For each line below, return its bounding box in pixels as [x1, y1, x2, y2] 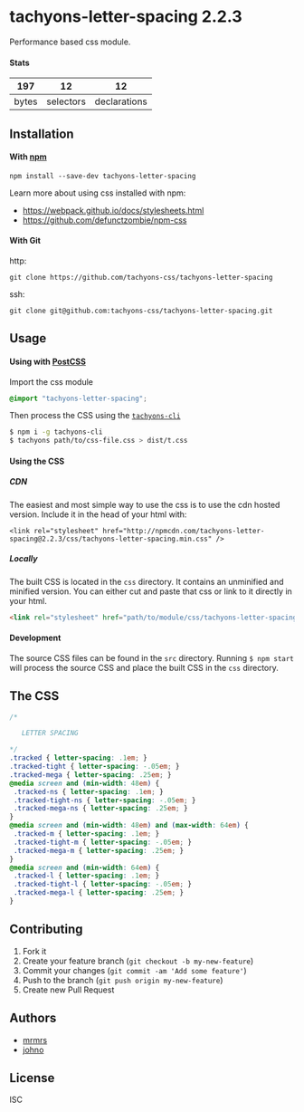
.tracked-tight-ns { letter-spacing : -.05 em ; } [13, 795, 196, 805]
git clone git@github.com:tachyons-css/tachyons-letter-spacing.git [9, 306, 273, 315]
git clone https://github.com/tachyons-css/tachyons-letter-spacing [9, 273, 273, 282]
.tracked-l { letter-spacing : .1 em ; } [13, 871, 160, 880]
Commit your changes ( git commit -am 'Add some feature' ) [22, 964, 247, 975]
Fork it [22, 945, 47, 956]
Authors [9, 1011, 57, 1026]
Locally [9, 553, 38, 564]
